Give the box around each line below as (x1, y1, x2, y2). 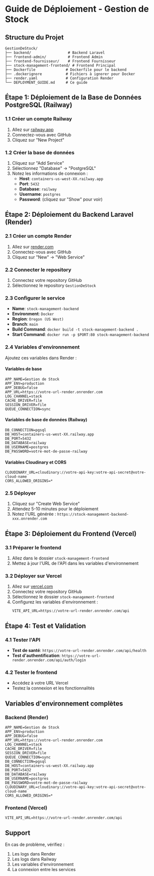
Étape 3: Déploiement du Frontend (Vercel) (5, 529, 137, 538)
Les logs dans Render (12, 851, 56, 857)
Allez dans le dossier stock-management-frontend (12, 555, 109, 561)
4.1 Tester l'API (5, 636, 41, 643)
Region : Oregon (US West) (12, 316, 64, 322)
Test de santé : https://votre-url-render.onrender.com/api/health (12, 648, 147, 653)
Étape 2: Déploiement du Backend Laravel (5, 210, 134, 219)
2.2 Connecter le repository (5, 266, 72, 273)
